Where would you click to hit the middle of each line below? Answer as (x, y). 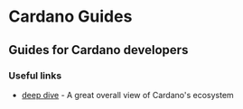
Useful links (35, 76)
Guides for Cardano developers (98, 50)
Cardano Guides (70, 17)
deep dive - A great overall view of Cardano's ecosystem (127, 95)
